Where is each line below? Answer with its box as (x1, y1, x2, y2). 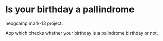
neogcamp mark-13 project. (5, 20, 63, 26)
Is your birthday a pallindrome (5, 4, 135, 15)
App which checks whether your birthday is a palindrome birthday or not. (5, 30, 158, 36)
